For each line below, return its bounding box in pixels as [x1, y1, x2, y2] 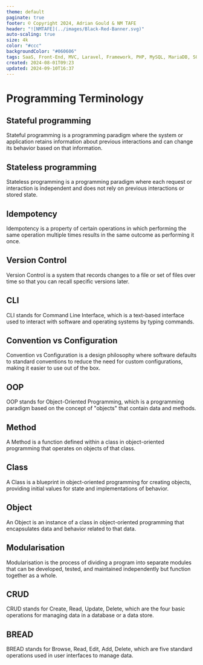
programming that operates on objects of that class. [6, 445, 136, 452]
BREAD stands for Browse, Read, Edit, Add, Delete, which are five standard [6, 646, 193, 653]
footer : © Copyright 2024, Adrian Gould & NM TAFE [6, 20, 137, 26]
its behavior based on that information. [6, 144, 103, 152]
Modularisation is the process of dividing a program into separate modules [6, 559, 192, 566]
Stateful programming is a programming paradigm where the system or [6, 132, 183, 139]
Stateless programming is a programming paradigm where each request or [6, 178, 192, 186]
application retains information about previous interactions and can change [6, 138, 193, 146]
